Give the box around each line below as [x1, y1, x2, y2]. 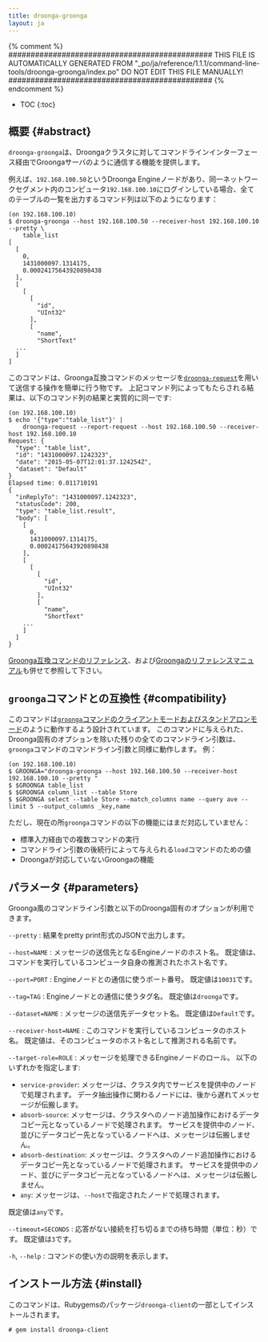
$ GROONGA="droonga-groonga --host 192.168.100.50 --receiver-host [8, 768, 238, 776]
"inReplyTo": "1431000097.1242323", [15, 493, 138, 501]
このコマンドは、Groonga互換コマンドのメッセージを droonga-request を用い [8, 373, 259, 383]
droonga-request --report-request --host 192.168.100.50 [22, 423, 217, 432]
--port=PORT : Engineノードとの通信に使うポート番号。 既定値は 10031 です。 [8, 974, 257, 983]
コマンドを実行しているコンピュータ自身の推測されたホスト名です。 [8, 957, 232, 967]
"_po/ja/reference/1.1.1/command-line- [134, 58, 260, 68]
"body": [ [15, 514, 48, 522]
